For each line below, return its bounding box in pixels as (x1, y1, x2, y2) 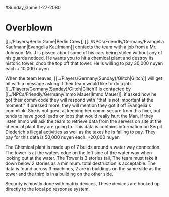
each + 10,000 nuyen (5, 65, 49, 71)
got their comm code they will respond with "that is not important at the (5, 96, 154, 103)
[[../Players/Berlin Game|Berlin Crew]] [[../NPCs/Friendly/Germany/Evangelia (5, 38, 164, 44)
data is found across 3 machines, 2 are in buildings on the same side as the (5, 165, 162, 171)
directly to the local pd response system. (5, 186, 90, 192)
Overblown (5, 22, 53, 33)
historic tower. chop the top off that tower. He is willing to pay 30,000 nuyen (5, 60, 163, 66)
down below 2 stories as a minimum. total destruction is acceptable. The (5, 160, 156, 166)
